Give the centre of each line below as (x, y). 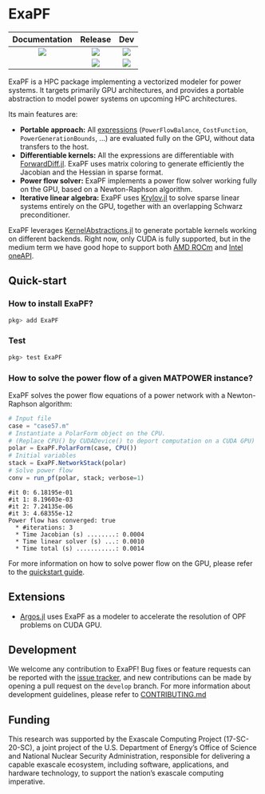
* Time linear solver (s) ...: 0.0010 (80, 541)
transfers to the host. (54, 146)
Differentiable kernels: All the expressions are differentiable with (127, 155)
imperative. (27, 782)
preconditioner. (45, 215)
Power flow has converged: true (62, 520)
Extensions (37, 597)
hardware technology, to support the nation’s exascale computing (116, 773)
